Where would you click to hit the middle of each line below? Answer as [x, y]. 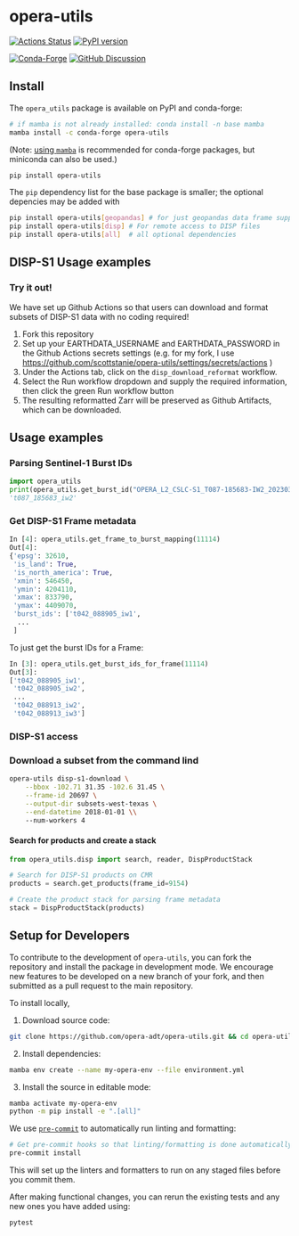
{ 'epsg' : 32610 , [39, 556]
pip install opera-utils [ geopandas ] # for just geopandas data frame [141, 218]
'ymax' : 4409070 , [45, 606]
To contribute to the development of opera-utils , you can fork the [130, 957]
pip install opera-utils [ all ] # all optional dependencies [123, 235]
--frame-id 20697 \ [61, 795]
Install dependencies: [61, 1053]
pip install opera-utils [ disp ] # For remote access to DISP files [135, 226]
